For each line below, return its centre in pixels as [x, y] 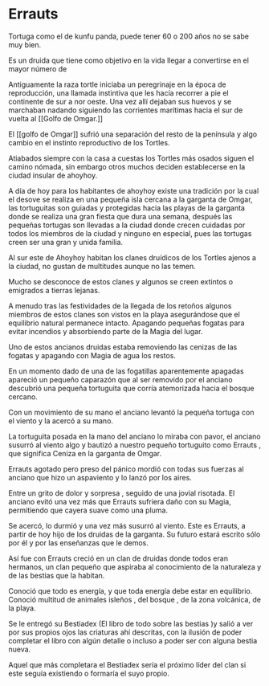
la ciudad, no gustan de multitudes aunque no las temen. [102, 266]
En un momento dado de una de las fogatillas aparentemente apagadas [126, 371]
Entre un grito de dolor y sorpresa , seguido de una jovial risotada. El [122, 493]
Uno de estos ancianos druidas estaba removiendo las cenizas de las [123, 347]
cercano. [23, 396]
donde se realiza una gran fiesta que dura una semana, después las [120, 216]
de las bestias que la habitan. [57, 575]
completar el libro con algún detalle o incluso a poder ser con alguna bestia [133, 640]
